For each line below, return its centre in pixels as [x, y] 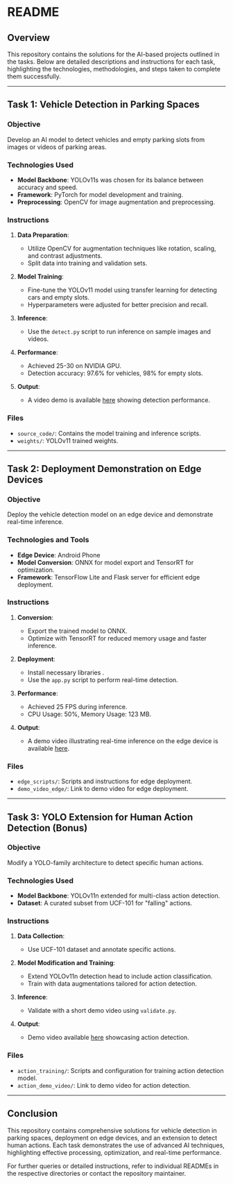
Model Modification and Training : [66, 963]
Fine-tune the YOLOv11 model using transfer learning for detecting [122, 290]
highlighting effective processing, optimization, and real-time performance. [114, 1152]
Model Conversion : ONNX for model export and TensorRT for [105, 562]
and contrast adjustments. [65, 256]
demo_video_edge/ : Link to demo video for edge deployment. [103, 789]
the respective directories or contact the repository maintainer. [97, 1173]
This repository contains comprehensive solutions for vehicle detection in [112, 1130]
